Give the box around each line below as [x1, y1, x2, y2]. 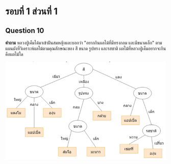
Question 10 [5, 26, 44, 35]
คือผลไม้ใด [5, 51, 24, 57]
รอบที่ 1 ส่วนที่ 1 [5, 6, 58, 17]
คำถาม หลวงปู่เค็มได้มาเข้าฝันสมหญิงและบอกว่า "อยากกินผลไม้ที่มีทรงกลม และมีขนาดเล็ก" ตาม [5, 40, 162, 46]
